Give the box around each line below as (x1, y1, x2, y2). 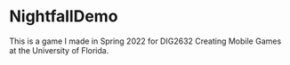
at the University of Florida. (9, 45, 109, 55)
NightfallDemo (9, 6, 118, 27)
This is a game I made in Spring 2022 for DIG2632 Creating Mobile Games (9, 36, 282, 46)
